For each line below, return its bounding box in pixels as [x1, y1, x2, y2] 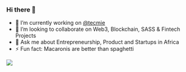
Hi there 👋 [6, 5, 37, 14]
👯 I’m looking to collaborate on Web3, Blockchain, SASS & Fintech [15, 25, 181, 33]
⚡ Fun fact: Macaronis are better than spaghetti [15, 45, 134, 53]
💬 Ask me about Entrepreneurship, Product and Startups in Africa [15, 39, 179, 46]
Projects [15, 32, 37, 39]
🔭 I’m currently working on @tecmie [15, 19, 106, 27]
